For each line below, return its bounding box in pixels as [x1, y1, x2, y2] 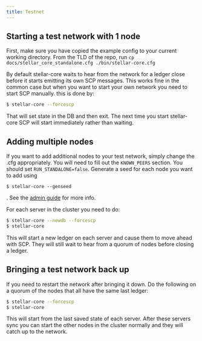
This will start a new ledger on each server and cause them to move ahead [6, 234, 192, 241]
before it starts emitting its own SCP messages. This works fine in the [6, 77, 180, 85]
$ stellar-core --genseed [6, 184, 71, 190]
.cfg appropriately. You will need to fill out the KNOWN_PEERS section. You [6, 159, 183, 166]
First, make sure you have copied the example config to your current [6, 47, 177, 54]
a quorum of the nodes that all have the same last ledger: [6, 287, 149, 294]
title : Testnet [6, 8, 45, 15]
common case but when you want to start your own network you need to [6, 83, 187, 91]
